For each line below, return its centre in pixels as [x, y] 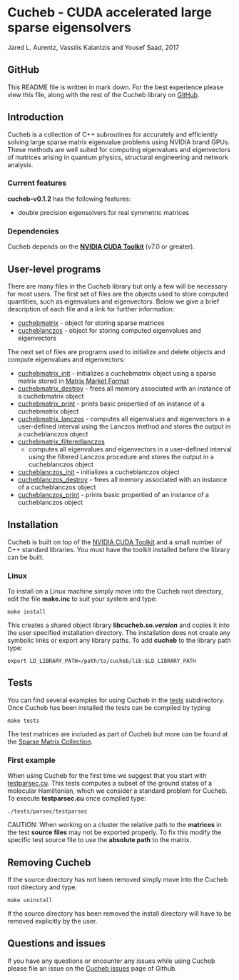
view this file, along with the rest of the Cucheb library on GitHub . [103, 94]
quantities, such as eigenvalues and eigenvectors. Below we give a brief [113, 301]
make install [27, 612]
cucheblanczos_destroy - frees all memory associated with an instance [122, 479]
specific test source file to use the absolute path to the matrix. [99, 840]
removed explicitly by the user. [52, 921]
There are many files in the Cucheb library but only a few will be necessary [117, 286]
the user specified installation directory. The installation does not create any [119, 633]
